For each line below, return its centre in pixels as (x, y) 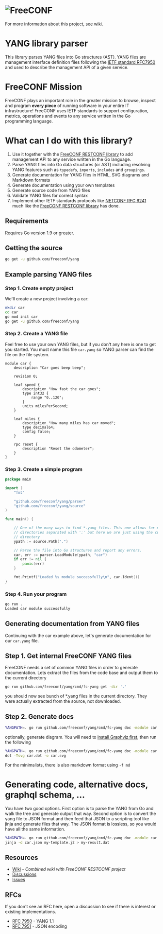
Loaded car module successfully (38, 608)
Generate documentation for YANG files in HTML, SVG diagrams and (81, 174)
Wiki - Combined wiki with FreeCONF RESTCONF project (69, 869)
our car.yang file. (22, 640)
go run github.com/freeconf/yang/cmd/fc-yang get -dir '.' (66, 687)
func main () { (19, 519)
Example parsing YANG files (49, 274)
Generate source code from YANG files (51, 190)
